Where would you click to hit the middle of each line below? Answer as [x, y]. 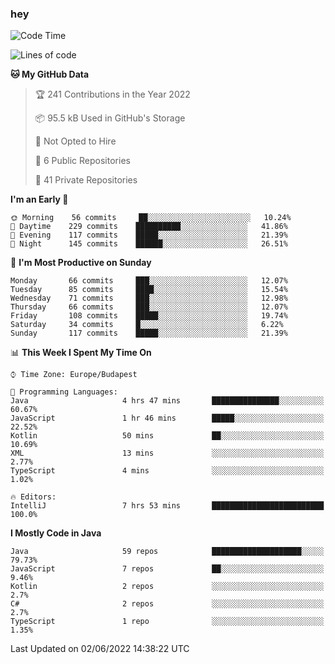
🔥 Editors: [33, 497]
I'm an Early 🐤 [39, 199]
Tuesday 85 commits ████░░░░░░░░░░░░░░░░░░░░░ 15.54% [149, 290]
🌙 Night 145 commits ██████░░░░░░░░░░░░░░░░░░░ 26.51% [149, 244]
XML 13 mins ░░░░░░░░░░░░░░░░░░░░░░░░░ [167, 453]
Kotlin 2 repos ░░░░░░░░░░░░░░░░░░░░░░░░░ [167, 587]
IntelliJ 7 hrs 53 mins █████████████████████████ [167, 506]
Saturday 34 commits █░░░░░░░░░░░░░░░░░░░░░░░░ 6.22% [147, 325]
